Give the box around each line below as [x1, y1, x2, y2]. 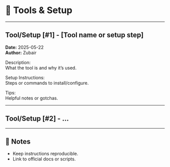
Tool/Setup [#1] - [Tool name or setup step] [5, 31, 144, 39]
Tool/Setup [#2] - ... [5, 115, 69, 123]
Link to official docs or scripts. [12, 156, 76, 162]
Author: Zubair [5, 49, 37, 55]
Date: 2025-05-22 [5, 44, 44, 50]
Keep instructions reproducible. [12, 151, 78, 157]
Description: [5, 59, 31, 65]
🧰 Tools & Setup [5, 5, 72, 16]
